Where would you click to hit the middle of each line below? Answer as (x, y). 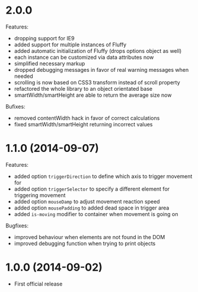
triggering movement (40, 195)
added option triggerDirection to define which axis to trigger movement (103, 176)
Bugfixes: (17, 226)
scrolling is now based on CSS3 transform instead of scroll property (97, 82)
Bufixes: (15, 106)
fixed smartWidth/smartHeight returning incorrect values (83, 124)
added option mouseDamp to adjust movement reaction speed (87, 201)
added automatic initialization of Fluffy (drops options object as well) (98, 50)
